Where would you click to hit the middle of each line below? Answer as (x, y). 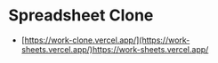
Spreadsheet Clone (81, 16)
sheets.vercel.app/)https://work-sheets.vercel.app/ (115, 49)
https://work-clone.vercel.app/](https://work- (107, 40)
